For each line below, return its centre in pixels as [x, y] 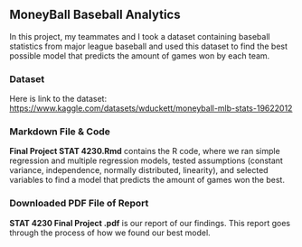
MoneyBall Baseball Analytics [95, 15]
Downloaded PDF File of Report [79, 204]
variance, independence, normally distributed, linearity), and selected [139, 170]
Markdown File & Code [60, 132]
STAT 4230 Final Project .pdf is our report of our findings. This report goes [150, 223]
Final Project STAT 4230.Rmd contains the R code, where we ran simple [145, 151]
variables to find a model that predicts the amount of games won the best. [147, 180]
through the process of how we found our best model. [110, 233]
